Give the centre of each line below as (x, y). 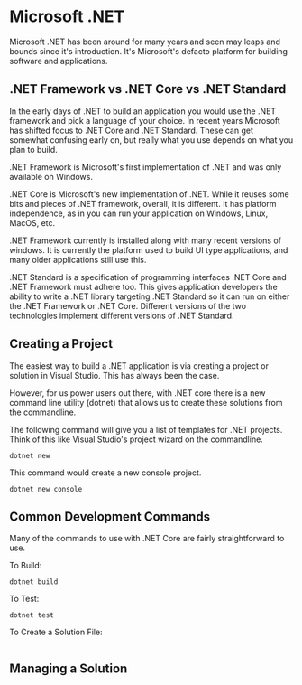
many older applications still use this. (78, 259)
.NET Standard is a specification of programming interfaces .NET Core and (148, 277)
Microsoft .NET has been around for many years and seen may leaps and (145, 42)
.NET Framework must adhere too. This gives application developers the (143, 286)
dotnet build (34, 582)
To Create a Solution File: (56, 632)
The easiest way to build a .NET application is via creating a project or (139, 366)
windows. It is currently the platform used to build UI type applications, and (149, 249)
